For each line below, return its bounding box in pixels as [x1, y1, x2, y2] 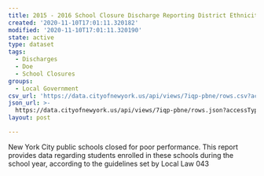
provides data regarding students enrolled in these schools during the [8, 150, 234, 159]
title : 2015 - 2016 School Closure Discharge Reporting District [8, 11, 226, 20]
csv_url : [8, 92, 37, 100]
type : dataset [8, 41, 55, 49]
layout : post [8, 114, 51, 122]
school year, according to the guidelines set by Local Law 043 [8, 159, 210, 168]
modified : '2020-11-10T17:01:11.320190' [8, 26, 143, 34]
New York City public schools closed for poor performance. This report [8, 142, 238, 152]
